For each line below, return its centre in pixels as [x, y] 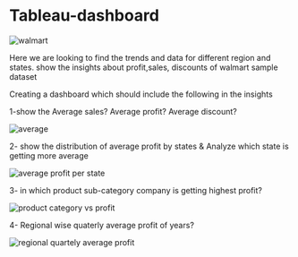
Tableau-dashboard [84, 16]
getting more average [49, 155]
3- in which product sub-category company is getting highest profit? [136, 190]
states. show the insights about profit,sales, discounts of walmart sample [144, 67]
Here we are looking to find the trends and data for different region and [140, 57]
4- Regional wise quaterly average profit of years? [102, 225]
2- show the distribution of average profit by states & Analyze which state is [149, 146]
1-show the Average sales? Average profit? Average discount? [123, 111]
